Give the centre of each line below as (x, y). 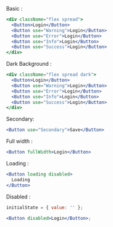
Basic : (14, 9)
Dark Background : (29, 64)
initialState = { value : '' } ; (45, 207)
